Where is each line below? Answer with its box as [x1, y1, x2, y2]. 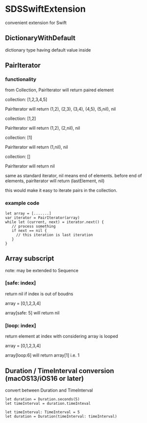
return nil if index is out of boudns [5, 291, 73, 297]
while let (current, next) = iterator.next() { [5, 220, 104, 225]
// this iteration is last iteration [16, 232, 93, 237]
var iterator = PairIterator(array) [5, 215, 80, 220]
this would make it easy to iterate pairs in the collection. [5, 188, 118, 194]
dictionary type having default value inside [5, 47, 91, 53]
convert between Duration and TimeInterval [5, 387, 93, 393]
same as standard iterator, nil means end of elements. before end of [5, 173, 142, 179]
